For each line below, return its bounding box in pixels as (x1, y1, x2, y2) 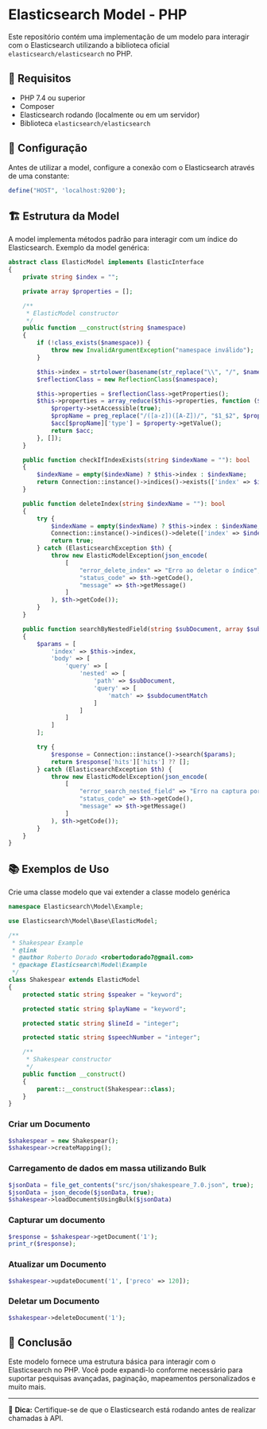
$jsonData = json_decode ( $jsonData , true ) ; (8, 1188, 155, 1197)
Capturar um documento (8, 1215, 106, 1226)
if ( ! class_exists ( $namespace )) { (37, 339, 151, 347)
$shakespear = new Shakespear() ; (8, 1136, 119, 1145)
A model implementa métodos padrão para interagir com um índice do (8, 235, 238, 244)
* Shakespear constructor (25, 1056, 112, 1064)
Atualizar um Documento (8, 1259, 107, 1270)
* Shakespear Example (11, 939, 83, 947)
